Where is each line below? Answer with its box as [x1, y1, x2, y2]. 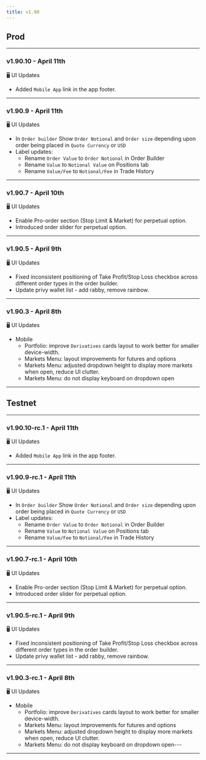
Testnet [6, 398, 37, 408]
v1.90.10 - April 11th [6, 57, 66, 66]
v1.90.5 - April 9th [6, 244, 62, 253]
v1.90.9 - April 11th [6, 107, 63, 115]
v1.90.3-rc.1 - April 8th [6, 673, 75, 682]
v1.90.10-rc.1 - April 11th [6, 423, 78, 432]
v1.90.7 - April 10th [6, 188, 64, 197]
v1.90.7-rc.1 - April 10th [6, 555, 78, 563]
